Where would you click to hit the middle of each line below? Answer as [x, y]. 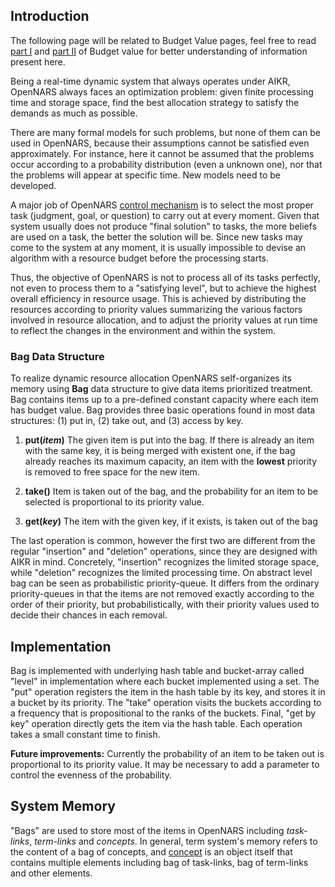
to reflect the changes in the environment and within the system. [143, 330]
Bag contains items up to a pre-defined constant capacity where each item [164, 400]
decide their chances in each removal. [89, 615]
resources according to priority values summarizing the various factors [156, 309]
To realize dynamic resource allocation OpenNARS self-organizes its [151, 378]
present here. [38, 61]
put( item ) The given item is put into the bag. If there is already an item [169, 440]
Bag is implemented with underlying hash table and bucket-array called [157, 670]
